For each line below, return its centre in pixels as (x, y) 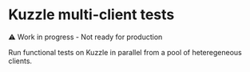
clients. (20, 61)
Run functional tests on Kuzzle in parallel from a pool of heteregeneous (125, 52)
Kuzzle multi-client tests (91, 15)
